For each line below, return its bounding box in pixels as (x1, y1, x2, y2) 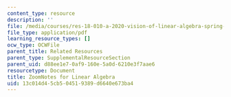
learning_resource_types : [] (7, 36, 91, 42)
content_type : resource (7, 10, 76, 17)
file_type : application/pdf (7, 29, 88, 36)
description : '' (7, 16, 54, 23)
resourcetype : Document (7, 67, 76, 74)
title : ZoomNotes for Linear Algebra (7, 73, 115, 81)
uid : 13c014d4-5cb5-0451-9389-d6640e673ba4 (7, 80, 134, 87)
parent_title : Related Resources (7, 48, 103, 55)
